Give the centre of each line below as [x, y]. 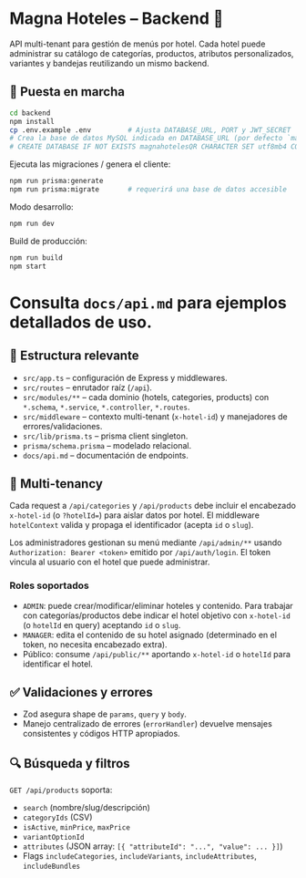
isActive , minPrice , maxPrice [76, 827]
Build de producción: [49, 241]
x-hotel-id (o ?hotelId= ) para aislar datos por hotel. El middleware [134, 515]
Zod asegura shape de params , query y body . [104, 714]
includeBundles [51, 867]
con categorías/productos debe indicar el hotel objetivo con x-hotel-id [157, 615]
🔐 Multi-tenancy [56, 484]
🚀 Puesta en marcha [67, 92]
